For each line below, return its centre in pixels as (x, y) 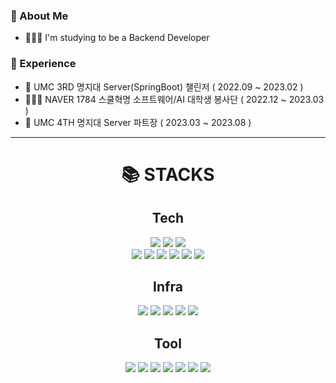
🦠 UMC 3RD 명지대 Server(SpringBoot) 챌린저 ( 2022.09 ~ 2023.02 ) (164, 86)
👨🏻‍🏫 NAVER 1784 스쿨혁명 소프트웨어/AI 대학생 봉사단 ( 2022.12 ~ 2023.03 (174, 99)
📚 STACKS (168, 174)
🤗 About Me (39, 16)
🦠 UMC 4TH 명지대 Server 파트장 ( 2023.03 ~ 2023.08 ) (138, 122)
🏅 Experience (43, 64)
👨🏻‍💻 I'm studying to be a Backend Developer (117, 38)
